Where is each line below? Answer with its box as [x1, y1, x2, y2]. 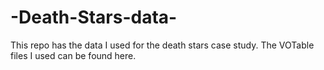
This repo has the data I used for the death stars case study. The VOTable [10, 39, 315, 51]
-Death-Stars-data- [10, 6, 178, 29]
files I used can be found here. [10, 49, 137, 61]
